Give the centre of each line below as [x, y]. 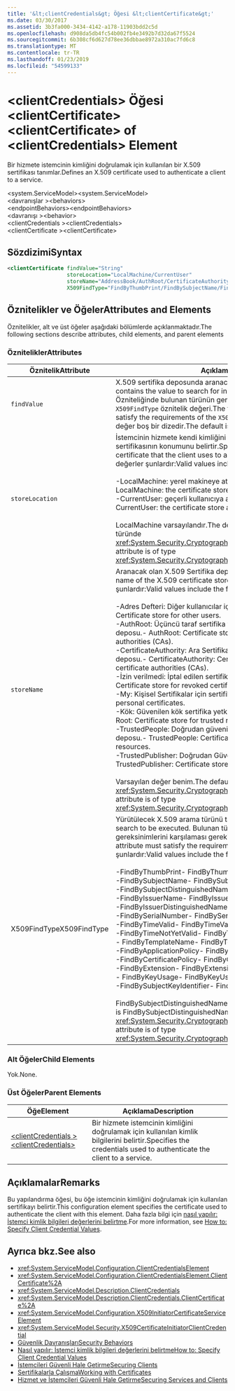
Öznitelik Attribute [59, 370]
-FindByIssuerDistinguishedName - [173, 907]
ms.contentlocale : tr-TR [43, 53]
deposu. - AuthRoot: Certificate [166, 633]
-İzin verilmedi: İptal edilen [159, 676]
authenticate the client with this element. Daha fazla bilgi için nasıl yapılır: [113, 1214]
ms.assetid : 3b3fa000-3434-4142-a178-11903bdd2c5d [83, 27]
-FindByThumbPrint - [150, 872]
